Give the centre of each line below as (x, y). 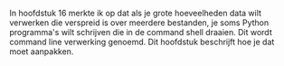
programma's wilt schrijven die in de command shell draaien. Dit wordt (141, 32)
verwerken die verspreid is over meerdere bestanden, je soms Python (139, 23)
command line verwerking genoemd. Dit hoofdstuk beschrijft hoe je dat (142, 42)
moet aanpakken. (42, 52)
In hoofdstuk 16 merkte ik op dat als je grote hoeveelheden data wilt (136, 13)
